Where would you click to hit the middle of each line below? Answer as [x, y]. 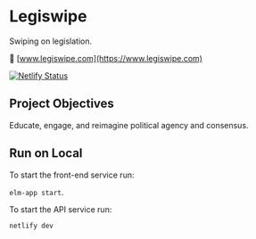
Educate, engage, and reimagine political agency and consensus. [129, 125]
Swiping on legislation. [51, 41]
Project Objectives [62, 104]
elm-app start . [37, 192]
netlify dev [31, 226]
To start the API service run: [61, 209]
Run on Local [46, 153]
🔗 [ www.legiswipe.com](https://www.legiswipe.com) [106, 58]
